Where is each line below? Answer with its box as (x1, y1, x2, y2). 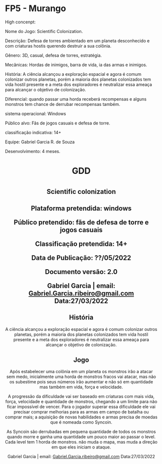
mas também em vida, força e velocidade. (39, 384, 123, 390)
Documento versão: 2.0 (45, 268, 118, 276)
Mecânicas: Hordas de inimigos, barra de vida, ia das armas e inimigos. (5, 62, 147, 68)
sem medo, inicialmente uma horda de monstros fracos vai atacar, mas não (6, 374, 156, 379)
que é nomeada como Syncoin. (50, 419, 113, 425)
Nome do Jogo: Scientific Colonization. (5, 28, 83, 34)
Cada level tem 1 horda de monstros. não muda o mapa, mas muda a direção (5, 439, 158, 445)
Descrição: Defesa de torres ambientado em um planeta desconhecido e (5, 37, 150, 44)
